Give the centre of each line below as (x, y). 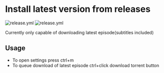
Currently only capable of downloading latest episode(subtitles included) (80, 32)
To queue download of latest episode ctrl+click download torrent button (86, 65)
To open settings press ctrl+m (43, 60)
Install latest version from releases (78, 9)
